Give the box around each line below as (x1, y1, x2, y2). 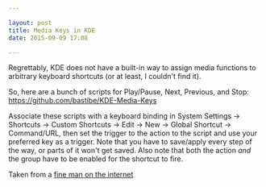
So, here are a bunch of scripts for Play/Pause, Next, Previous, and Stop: (8, 87, 250, 97)
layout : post (8, 19, 52, 27)
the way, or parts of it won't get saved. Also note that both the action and (8, 146, 251, 156)
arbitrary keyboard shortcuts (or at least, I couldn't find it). (8, 72, 202, 81)
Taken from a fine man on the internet (8, 170, 134, 180)
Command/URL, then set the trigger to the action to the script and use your (8, 128, 258, 138)
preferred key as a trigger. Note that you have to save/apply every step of (8, 137, 252, 147)
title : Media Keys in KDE (8, 26, 95, 35)
